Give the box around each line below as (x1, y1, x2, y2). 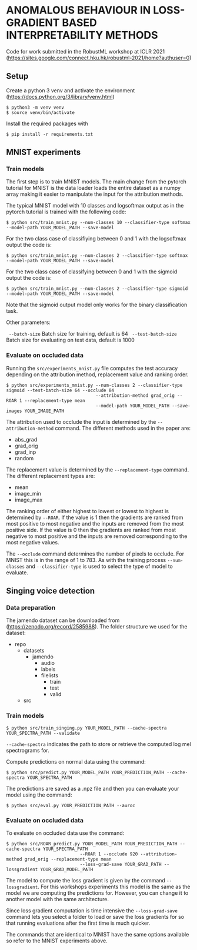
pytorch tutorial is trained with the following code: (6, 208, 126, 215)
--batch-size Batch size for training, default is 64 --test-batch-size (8, 330, 178, 337)
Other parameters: (6, 319, 51, 326)
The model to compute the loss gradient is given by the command (6, 877, 166, 884)
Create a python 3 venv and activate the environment (6, 86, 135, 94)
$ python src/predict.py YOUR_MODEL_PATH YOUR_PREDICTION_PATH (6, 770, 165, 775)
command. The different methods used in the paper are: (55, 424, 191, 431)
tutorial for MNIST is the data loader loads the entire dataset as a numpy (6, 185, 181, 192)
